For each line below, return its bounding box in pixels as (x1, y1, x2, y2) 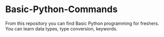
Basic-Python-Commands (5, 4, 118, 15)
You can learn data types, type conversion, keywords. (5, 25, 118, 31)
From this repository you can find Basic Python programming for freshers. (5, 20, 159, 26)
